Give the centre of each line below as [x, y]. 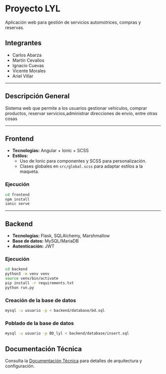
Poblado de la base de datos [40, 323]
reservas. [15, 27]
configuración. [20, 366]
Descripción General [38, 96]
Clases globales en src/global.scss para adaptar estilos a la [81, 166]
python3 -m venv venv [27, 274]
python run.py [20, 288]
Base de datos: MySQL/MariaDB [45, 241]
